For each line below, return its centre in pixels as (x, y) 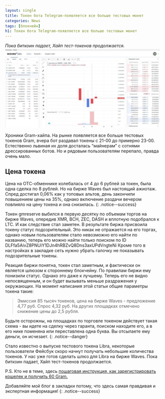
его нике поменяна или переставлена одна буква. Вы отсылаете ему (78, 331)
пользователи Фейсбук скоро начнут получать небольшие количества (79, 351)
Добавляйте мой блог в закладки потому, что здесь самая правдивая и (80, 386)
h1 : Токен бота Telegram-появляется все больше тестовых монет (71, 31)
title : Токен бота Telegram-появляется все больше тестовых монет (74, 15)
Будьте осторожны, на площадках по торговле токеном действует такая (81, 321)
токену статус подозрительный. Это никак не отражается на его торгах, (81, 229)
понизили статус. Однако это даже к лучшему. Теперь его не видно (77, 276)
